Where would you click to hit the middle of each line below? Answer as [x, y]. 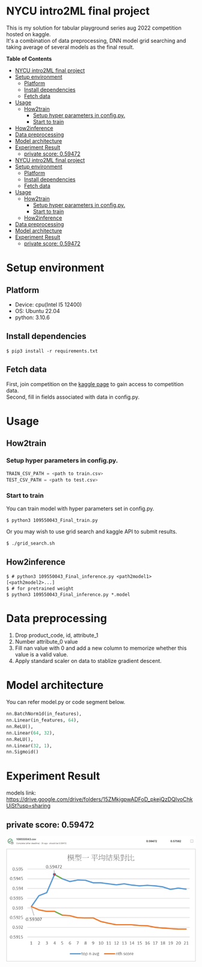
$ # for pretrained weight [40, 589]
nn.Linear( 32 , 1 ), [29, 746]
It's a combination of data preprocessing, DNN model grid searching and [96, 40]
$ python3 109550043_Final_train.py [52, 521]
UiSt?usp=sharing [29, 806]
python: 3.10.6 [32, 317]
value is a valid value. [41, 655]
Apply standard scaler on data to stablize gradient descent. [88, 661]
